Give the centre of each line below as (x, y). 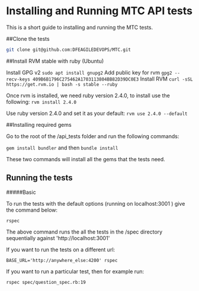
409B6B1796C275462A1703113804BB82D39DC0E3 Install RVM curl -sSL (113, 79)
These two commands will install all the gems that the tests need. (86, 159)
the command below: (32, 210)
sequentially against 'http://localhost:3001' (58, 238)
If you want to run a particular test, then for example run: (75, 271)
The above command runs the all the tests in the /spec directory (84, 232)
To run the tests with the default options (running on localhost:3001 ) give (96, 203)
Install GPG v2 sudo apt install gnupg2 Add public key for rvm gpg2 (89, 72)
